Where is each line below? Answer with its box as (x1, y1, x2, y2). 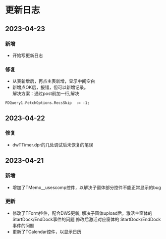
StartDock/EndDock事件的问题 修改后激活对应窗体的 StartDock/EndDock (12, 216, 161, 222)
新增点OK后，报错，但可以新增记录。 (12, 85, 88, 91)
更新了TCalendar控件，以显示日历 (12, 229, 82, 235)
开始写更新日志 (12, 52, 43, 58)
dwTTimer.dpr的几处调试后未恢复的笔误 (12, 142, 93, 147)
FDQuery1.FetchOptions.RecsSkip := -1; (5, 100, 90, 105)
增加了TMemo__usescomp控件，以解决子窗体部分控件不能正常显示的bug (12, 184, 161, 191)
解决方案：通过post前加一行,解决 (12, 91, 79, 96)
